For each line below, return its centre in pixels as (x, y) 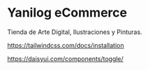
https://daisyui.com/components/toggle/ (65, 59)
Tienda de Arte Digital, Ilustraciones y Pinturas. (75, 32)
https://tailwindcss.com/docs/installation (66, 45)
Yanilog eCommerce (67, 13)
